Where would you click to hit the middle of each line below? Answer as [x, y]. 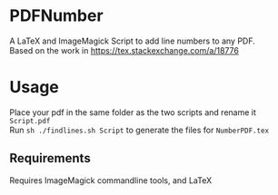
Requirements [50, 158]
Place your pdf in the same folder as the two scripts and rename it [133, 112]
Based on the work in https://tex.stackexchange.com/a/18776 [124, 50]
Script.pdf [30, 121]
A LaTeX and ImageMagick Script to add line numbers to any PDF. [133, 41]
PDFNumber [56, 16]
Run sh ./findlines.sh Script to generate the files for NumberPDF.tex [139, 130]
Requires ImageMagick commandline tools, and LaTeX [110, 180]
